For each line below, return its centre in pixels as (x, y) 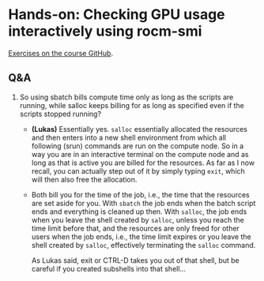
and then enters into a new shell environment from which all (129, 137)
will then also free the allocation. (84, 179)
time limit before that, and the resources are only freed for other (135, 228)
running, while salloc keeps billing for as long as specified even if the (132, 105)
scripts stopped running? (60, 114)
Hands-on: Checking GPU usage (117, 15)
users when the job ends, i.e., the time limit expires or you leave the (141, 236)
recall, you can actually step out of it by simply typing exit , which (138, 170)
